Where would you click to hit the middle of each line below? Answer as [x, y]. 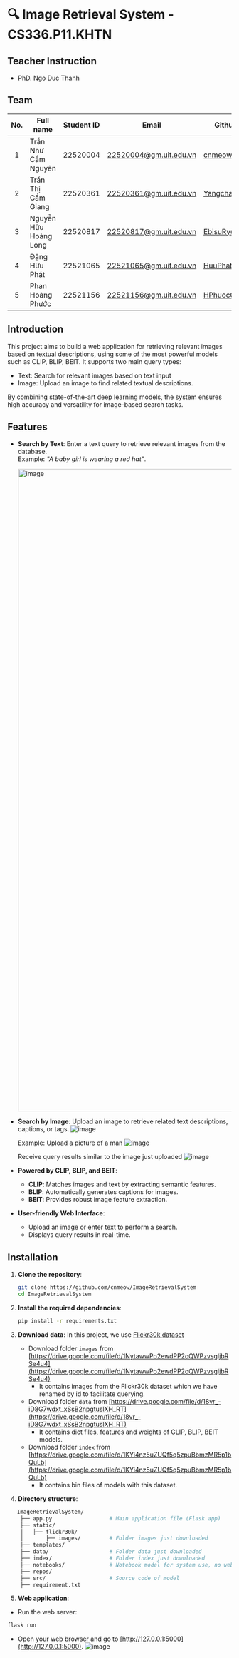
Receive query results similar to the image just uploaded [100, 1157]
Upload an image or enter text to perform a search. [103, 1227]
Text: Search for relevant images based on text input [95, 375]
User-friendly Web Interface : [61, 1213]
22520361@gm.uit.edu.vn [152, 193]
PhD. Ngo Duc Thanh [48, 78]
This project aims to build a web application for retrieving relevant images [115, 346]
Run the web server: [47, 1612]
